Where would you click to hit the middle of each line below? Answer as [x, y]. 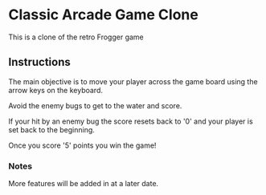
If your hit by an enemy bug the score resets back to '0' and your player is [131, 121]
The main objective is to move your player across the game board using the [133, 81]
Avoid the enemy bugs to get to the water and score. [95, 105]
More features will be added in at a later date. [84, 184]
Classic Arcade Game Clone [103, 15]
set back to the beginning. [51, 129]
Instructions [39, 62]
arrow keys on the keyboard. [55, 90]
